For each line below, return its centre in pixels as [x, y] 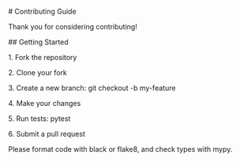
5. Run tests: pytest [39, 119]
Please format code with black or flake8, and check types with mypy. [120, 149]
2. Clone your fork [37, 73]
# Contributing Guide [42, 11]
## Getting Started [38, 42]
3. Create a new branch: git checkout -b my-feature [92, 88]
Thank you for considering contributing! [73, 26]
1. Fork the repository [43, 57]
